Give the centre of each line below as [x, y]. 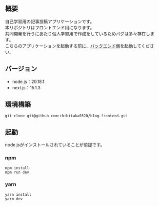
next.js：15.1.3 [26, 87]
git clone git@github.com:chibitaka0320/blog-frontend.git [66, 116]
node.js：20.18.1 [28, 82]
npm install [17, 168]
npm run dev [17, 172]
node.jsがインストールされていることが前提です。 [55, 145]
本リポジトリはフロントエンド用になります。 [50, 27]
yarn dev [14, 199]
